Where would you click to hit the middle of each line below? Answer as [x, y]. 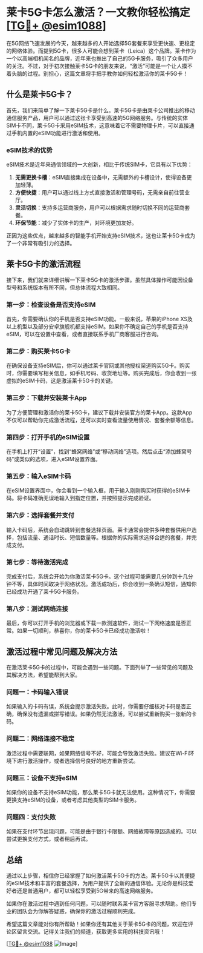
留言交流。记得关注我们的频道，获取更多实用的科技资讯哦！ [91, 932]
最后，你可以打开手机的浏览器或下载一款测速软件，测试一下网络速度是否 [96, 623]
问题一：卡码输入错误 [37, 692]
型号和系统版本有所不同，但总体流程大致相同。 [64, 287]
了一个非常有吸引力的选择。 [41, 244]
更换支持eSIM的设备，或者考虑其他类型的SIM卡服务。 [73, 800]
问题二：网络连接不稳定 [40, 739]
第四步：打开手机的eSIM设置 [48, 437]
